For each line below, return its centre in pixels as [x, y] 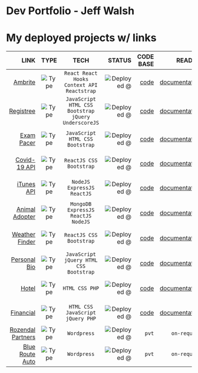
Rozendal [23, 330]
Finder [27, 242]
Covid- [26, 160]
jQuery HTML [81, 260]
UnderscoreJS [81, 123]
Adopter [24, 217]
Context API [81, 85]
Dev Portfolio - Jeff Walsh [70, 11]
